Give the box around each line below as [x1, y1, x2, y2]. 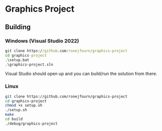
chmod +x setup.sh [5, 103, 42, 108]
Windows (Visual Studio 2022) [5, 37, 80, 44]
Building [5, 23, 31, 31]
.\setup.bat [5, 57, 29, 62]
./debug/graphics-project [5, 121, 58, 126]
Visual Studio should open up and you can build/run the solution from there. [5, 71, 158, 76]
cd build [5, 117, 23, 122]
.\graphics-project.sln [5, 62, 54, 67]
